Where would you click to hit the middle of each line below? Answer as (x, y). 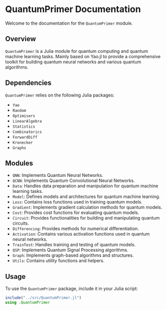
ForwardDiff (25, 137)
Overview (21, 39)
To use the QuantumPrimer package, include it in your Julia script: (72, 289)
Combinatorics (27, 132)
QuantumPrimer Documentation (73, 9)
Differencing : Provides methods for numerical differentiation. (75, 229)
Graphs (19, 148)
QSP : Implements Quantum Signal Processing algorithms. (70, 250)
